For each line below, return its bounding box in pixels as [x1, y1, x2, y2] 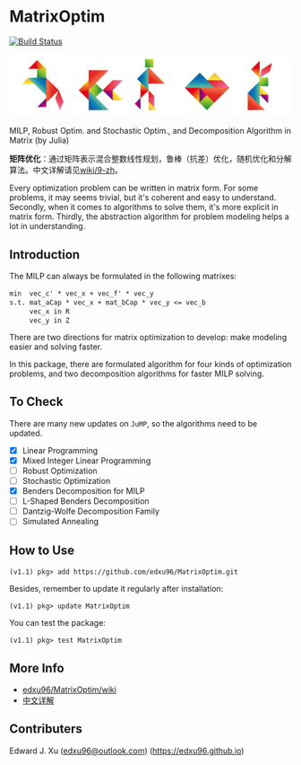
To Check [9, 394, 64, 409]
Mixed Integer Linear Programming [21, 455, 151, 466]
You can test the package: [9, 618, 106, 629]
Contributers [9, 721, 83, 737]
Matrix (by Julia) [9, 135, 70, 145]
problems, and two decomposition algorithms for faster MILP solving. [9, 368, 264, 379]
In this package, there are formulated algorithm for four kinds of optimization [9, 358, 292, 369]
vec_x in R [29, 307, 70, 316]
